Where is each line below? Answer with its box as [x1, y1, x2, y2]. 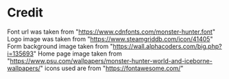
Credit [7, 5, 43, 21]
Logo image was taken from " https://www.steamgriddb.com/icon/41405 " [7, 34, 213, 43]
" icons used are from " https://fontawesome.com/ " [40, 64, 184, 72]
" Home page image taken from [33, 49, 122, 58]
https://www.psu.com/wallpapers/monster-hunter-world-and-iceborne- [10, 56, 213, 65]
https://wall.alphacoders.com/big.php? [112, 42, 222, 50]
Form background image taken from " [7, 42, 113, 50]
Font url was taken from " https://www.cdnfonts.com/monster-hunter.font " [7, 27, 216, 36]
